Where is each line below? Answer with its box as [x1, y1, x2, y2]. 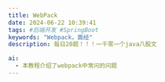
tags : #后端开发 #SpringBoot [8, 26, 99, 34]
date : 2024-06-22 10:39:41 [8, 19, 97, 27]
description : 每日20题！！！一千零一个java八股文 [8, 41, 157, 48]
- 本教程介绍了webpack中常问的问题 [15, 62, 118, 70]
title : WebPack [8, 11, 58, 20]
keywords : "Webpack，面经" [8, 33, 93, 41]
